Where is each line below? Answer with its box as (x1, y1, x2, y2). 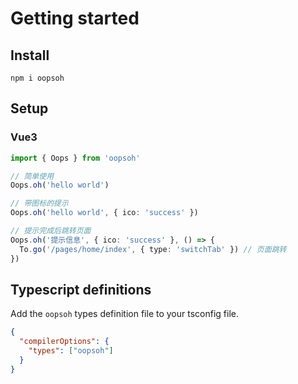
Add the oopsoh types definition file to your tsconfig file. (10, 308, 239, 320)
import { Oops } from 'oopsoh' (10, 153, 141, 163)
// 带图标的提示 (10, 198, 69, 209)
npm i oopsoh (10, 73, 65, 83)
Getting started (10, 7, 140, 30)
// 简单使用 (10, 171, 55, 181)
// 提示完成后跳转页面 (10, 226, 92, 236)
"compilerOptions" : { (19, 337, 110, 347)
